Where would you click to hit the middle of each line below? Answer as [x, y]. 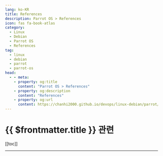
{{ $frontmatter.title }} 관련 [59, 130]
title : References [24, 14]
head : [10, 73]
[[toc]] [11, 143]
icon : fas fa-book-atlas [30, 23]
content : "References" [41, 95]
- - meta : [19, 77]
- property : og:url [33, 100]
